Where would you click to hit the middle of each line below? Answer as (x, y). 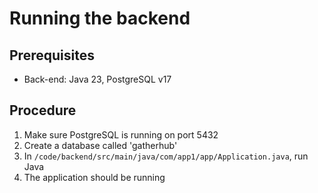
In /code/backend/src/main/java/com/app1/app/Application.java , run (166, 156)
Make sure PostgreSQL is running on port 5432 (121, 134)
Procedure (43, 110)
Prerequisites (52, 55)
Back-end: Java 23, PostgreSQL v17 (97, 79)
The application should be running (94, 177)
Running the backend (100, 18)
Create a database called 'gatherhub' (100, 145)
